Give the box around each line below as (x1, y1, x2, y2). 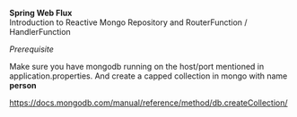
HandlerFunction (9, 27, 72, 37)
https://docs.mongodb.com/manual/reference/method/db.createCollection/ (9, 97, 289, 108)
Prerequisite (9, 44, 54, 54)
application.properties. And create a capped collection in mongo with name (9, 71, 288, 81)
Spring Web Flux (9, 8, 73, 18)
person (9, 80, 38, 90)
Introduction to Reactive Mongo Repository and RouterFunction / (9, 17, 249, 28)
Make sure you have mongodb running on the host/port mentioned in (9, 62, 265, 71)
